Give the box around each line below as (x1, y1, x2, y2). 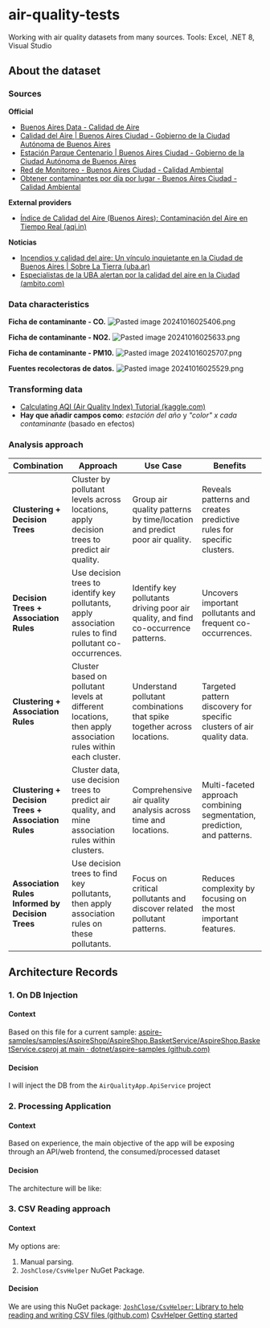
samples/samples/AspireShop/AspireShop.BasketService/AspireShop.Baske (8, 1036, 261, 1046)
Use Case (144, 460, 182, 471)
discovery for (202, 701, 252, 712)
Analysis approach (8, 439, 84, 450)
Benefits (213, 460, 247, 471)
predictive (202, 513, 240, 524)
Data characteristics (8, 298, 90, 310)
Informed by (12, 898, 60, 909)
